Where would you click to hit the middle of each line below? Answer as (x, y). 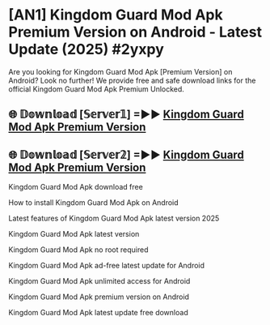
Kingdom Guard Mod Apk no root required (78, 250)
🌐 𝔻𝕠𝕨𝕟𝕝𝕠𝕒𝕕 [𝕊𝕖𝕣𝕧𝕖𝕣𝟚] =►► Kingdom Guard (126, 154)
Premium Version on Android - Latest (135, 32)
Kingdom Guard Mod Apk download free (76, 187)
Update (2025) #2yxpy (86, 49)
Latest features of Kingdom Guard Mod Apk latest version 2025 (114, 218)
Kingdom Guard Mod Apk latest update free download (98, 313)
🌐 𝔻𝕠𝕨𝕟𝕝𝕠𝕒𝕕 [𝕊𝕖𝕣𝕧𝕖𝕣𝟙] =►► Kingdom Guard (126, 115)
